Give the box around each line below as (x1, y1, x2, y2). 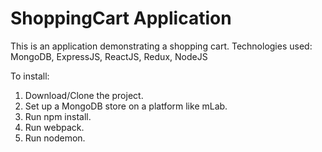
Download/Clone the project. (24, 89, 144, 101)
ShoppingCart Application (10, 7, 232, 30)
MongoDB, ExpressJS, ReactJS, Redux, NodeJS (10, 50, 208, 62)
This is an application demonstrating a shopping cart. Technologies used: (10, 40, 313, 52)
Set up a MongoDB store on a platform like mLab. (24, 100, 228, 112)
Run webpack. (24, 121, 85, 133)
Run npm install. (24, 110, 92, 122)
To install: (10, 70, 50, 82)
